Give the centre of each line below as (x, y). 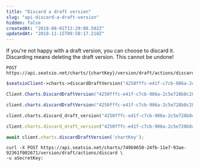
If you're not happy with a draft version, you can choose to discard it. (90, 51)
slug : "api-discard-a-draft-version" (53, 17)
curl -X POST (22, 148)
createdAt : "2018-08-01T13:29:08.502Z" (55, 28)
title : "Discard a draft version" (49, 12)
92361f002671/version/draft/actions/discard (62, 153)
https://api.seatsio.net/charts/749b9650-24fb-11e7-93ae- (113, 148)
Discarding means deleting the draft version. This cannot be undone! (90, 57)
